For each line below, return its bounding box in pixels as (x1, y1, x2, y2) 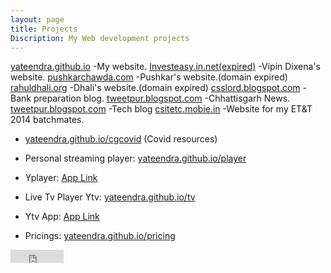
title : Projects (10, 24, 78, 34)
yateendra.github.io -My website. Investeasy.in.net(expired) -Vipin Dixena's (10, 61, 321, 73)
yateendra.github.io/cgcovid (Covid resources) (24, 133, 218, 145)
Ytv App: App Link (24, 211, 100, 223)
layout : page (10, 14, 65, 25)
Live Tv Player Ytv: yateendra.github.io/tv (24, 191, 196, 203)
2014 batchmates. (10, 114, 85, 126)
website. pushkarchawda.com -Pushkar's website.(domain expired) (10, 71, 288, 83)
